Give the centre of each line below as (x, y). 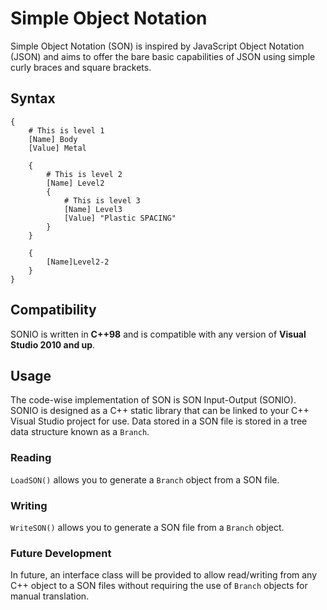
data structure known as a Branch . (80, 432)
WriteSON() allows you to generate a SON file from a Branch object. (147, 527)
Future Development (61, 553)
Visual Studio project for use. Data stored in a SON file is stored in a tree (159, 421)
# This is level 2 (84, 174)
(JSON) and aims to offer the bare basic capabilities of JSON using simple (163, 56)
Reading (31, 458)
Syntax (33, 98)
